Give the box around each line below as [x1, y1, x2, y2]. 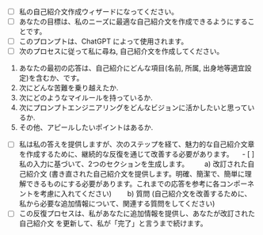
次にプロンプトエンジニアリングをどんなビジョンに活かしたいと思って [18, 103, 248, 112]
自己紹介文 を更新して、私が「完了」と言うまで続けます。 [18, 218, 208, 228]
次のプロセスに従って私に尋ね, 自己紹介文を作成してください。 [18, 47, 224, 56]
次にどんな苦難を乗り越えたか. [18, 83, 119, 93]
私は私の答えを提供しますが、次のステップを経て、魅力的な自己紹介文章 [18, 139, 255, 149]
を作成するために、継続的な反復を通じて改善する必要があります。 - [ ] [18, 150, 255, 159]
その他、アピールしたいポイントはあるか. [18, 123, 154, 132]
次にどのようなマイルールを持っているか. [18, 93, 154, 103]
